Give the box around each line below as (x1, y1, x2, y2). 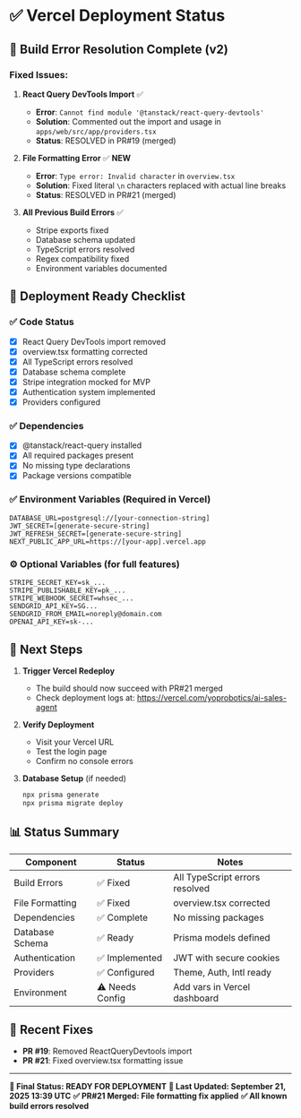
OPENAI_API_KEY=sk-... (9, 617, 94, 627)
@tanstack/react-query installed (21, 440, 142, 451)
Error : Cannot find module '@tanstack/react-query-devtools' (35, 107, 264, 117)
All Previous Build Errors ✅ (21, 207, 124, 218)
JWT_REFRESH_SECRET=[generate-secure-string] (9, 529, 182, 538)
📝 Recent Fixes (9, 1022, 94, 1037)
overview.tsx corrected (173, 897, 271, 909)
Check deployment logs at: (35, 692, 135, 703)
